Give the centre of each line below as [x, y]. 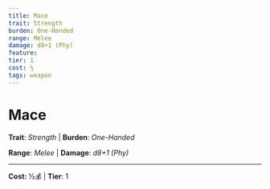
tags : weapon [30, 75]
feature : [23, 53]
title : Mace [28, 16]
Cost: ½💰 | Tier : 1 [39, 176]
